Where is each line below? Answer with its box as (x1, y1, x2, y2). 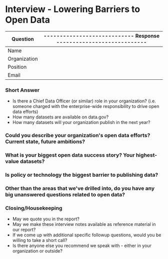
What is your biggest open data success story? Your (5, 152, 135, 159)
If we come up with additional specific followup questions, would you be (12, 232, 161, 238)
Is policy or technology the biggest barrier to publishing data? (5, 172, 158, 178)
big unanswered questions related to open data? (5, 191, 125, 198)
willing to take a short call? (12, 237, 67, 243)
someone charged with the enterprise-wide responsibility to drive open (12, 103, 159, 109)
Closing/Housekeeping (5, 204, 62, 211)
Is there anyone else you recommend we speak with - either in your (12, 242, 151, 249)
